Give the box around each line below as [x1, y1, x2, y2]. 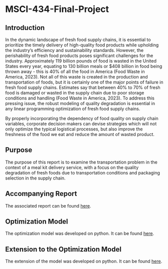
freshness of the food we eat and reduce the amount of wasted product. [5, 131, 154, 137]
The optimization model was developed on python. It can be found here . [5, 230, 154, 236]
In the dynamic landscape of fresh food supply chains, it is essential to [5, 36, 151, 42]
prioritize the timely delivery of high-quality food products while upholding [5, 42, 159, 48]
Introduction [5, 23, 45, 32]
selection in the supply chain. [5, 175, 66, 181]
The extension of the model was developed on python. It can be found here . [5, 258, 162, 264]
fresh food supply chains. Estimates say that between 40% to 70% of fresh [5, 84, 160, 90]
